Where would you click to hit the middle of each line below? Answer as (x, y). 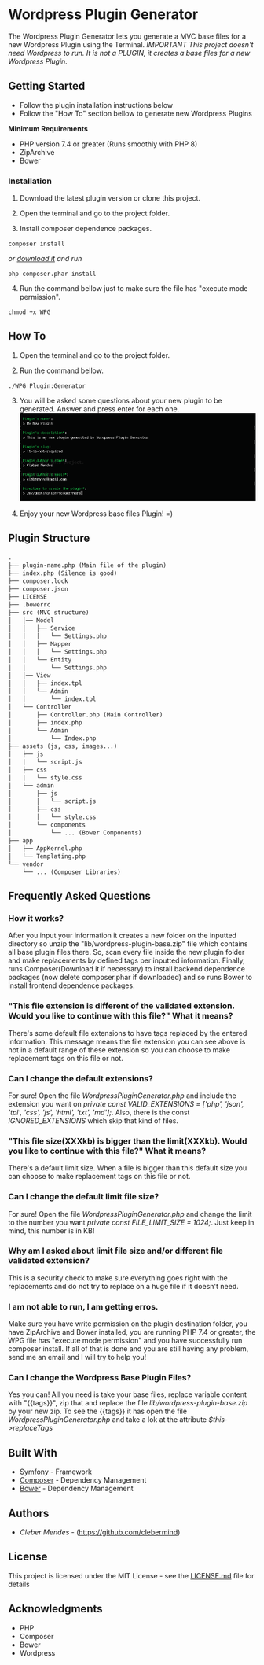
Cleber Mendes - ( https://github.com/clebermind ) (100, 1532)
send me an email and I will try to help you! (77, 1357)
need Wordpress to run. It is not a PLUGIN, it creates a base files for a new (129, 53)
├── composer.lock (38, 581)
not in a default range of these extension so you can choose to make (119, 1050)
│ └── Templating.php (47, 856)
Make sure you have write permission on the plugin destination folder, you (128, 1324)
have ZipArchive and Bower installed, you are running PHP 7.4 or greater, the (132, 1332)
